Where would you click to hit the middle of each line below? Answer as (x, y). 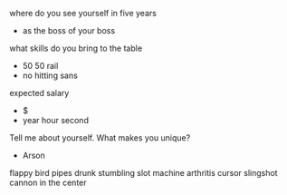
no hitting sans (50, 75)
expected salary (39, 93)
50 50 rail (40, 66)
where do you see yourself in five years (83, 13)
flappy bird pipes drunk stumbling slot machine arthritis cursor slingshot (143, 173)
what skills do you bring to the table (76, 48)
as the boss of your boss (69, 30)
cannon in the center (48, 182)
